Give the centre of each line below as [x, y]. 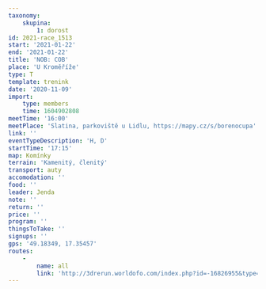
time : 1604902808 [51, 112]
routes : [21, 251]
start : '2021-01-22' [42, 45]
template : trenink [38, 82]
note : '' [23, 200]
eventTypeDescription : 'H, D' [58, 141]
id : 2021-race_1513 [40, 38]
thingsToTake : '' [37, 229]
